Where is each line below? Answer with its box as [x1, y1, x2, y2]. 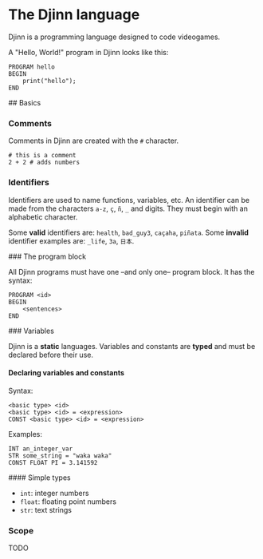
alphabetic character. [8, 212, 78, 221]
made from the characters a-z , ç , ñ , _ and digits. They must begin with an [8, 204, 249, 213]
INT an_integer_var [8, 445, 73, 453]
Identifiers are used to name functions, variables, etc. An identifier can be [8, 195, 249, 204]
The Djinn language [8, 6, 140, 24]
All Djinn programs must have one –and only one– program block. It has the [8, 267, 255, 276]
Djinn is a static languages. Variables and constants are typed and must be [8, 341, 256, 351]
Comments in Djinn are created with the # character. [8, 136, 179, 145]
